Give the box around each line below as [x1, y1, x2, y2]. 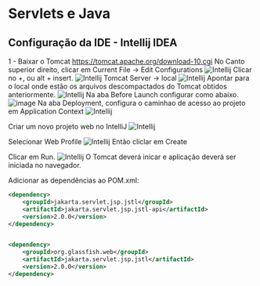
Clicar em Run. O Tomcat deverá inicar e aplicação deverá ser [8, 152, 237, 161]
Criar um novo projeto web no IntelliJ [8, 122, 128, 131]
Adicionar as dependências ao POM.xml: [8, 176, 139, 185]
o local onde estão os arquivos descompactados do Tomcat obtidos [8, 81, 227, 91]
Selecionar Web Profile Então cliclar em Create [8, 137, 188, 146]
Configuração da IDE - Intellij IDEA [8, 36, 178, 49]
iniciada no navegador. [8, 161, 81, 169]
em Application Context [8, 107, 85, 116]
